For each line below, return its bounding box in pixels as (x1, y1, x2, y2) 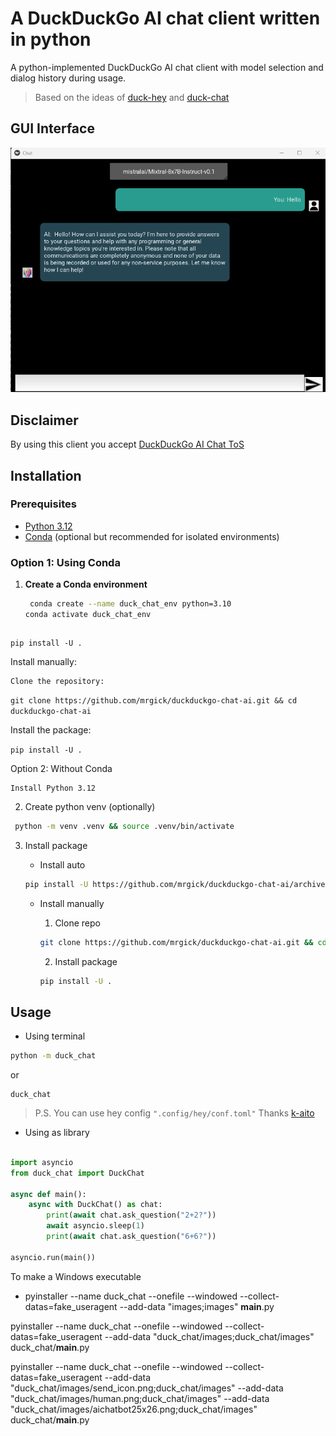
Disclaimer (10, 412, 79, 429)
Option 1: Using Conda (10, 555, 121, 569)
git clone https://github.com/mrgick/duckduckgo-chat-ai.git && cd (10, 695, 298, 706)
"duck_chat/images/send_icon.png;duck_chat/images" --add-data (10, 1382, 284, 1394)
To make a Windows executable (10, 1270, 142, 1282)
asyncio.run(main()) (10, 1252, 97, 1262)
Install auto (39, 858, 86, 871)
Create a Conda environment (24, 578, 148, 591)
